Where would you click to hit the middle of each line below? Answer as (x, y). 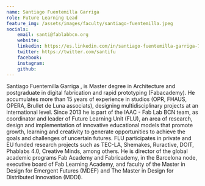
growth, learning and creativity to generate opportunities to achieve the (96, 132)
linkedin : (30, 46)
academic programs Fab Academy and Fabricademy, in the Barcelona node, (102, 158)
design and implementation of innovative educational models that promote (100, 125)
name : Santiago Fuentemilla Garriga (53, 12)
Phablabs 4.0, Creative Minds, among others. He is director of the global (97, 151)
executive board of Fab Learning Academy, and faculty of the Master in (96, 164)
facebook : (30, 58)
